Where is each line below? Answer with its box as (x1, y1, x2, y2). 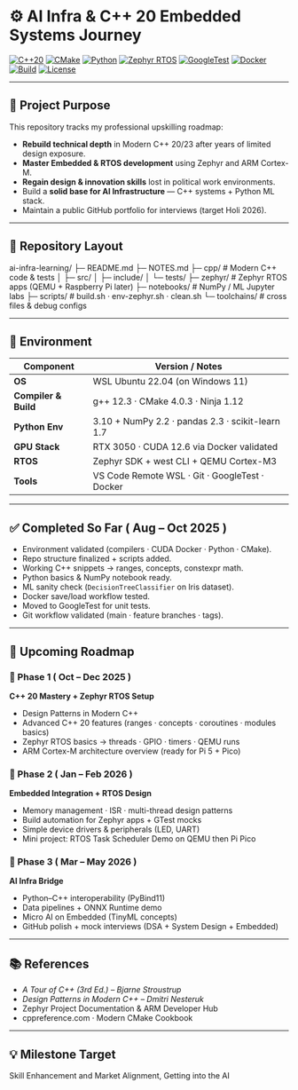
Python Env (13, 421, 64, 433)
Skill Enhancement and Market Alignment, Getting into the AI (9, 1070, 231, 1081)
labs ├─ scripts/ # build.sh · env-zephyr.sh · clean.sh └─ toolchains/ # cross (9, 290, 287, 301)
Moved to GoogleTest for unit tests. (21, 601, 151, 612)
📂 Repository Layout (9, 239, 123, 254)
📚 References (9, 956, 90, 971)
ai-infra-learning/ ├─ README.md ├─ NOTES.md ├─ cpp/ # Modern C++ (9, 262, 278, 272)
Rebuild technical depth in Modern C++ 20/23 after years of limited (21, 138, 271, 149)
